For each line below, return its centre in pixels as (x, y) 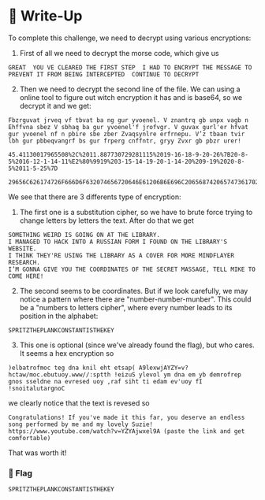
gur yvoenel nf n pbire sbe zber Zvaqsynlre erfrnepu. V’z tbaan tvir (127, 134)
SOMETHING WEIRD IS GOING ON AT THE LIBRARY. (84, 235)
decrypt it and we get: (56, 106)
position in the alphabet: (59, 316)
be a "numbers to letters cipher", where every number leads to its (126, 307)
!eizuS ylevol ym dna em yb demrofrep (178, 374)
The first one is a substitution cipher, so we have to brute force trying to (136, 212)
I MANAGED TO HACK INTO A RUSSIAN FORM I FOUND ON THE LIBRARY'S (118, 242)
